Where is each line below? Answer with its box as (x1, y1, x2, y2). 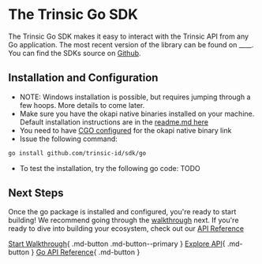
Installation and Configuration (8, 71, 159, 84)
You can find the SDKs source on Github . (8, 48, 141, 58)
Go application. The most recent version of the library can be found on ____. (8, 39, 254, 49)
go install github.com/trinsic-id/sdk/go (8, 149, 147, 157)
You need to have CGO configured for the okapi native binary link (19, 125, 232, 135)
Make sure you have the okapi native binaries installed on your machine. (19, 109, 255, 118)
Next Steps (8, 187, 64, 200)
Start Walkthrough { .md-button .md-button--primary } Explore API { (8, 239, 226, 249)
